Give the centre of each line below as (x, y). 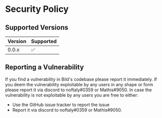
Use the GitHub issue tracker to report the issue (61, 105)
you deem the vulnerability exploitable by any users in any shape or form (79, 84)
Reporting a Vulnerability (44, 67)
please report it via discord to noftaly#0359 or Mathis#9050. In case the (79, 90)
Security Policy (37, 9)
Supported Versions (37, 28)
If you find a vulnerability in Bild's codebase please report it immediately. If (81, 79)
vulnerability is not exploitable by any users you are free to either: (72, 95)
